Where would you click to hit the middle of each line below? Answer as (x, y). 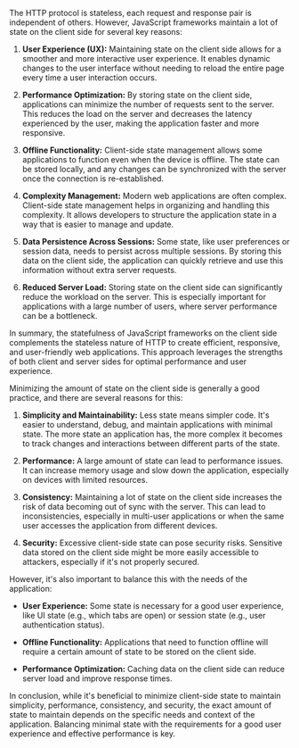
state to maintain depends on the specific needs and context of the (132, 715)
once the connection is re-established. (93, 179)
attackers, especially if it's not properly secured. (111, 562)
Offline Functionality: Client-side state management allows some (142, 150)
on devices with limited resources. (85, 480)
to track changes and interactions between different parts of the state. (151, 444)
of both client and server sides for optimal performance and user (128, 362)
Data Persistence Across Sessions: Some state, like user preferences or (156, 241)
